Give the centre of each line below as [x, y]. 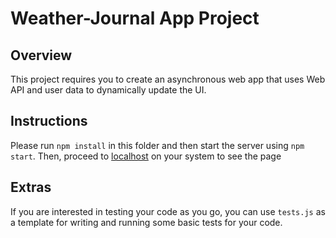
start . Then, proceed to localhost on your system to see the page [146, 156]
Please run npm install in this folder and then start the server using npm [157, 145]
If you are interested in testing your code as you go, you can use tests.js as [168, 211]
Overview [41, 55]
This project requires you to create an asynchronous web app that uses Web [168, 79]
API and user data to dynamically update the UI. [108, 90]
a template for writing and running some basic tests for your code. [146, 222]
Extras [31, 187]
